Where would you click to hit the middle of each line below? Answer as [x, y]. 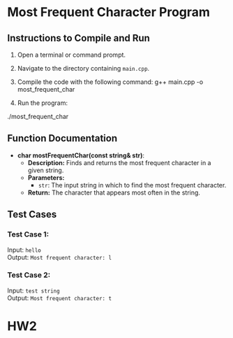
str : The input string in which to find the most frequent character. [132, 185]
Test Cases [32, 214]
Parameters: [46, 177]
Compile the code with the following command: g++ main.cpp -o [110, 82]
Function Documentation [62, 138]
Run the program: [43, 103]
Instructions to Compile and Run [78, 38]
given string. [46, 170]
